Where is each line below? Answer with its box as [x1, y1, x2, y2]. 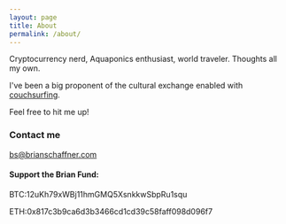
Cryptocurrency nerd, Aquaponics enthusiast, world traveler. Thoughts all [9, 54, 277, 65]
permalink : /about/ [9, 29, 81, 38]
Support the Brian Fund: [9, 169, 99, 180]
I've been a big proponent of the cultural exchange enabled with [9, 81, 243, 91]
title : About [9, 21, 58, 30]
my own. [9, 63, 41, 73]
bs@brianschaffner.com [9, 149, 97, 159]
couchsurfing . [9, 89, 60, 100]
